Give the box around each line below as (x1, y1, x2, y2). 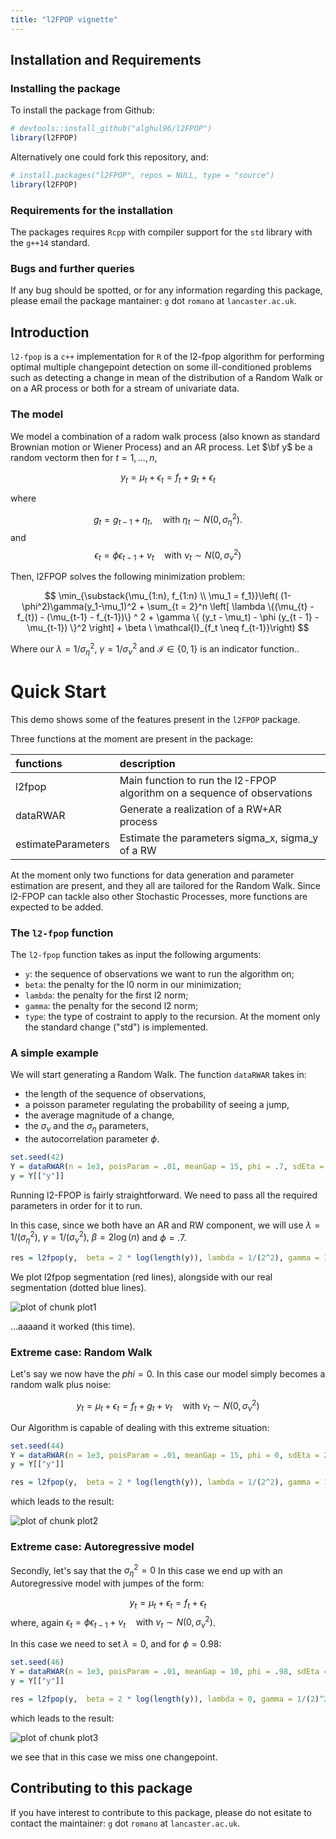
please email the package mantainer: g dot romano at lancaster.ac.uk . (10, 295, 297, 307)
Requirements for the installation (10, 203, 173, 217)
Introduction (10, 324, 90, 341)
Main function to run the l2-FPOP (119, 773, 277, 787)
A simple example (10, 1046, 99, 1060)
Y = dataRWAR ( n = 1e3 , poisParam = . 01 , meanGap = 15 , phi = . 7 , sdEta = (10, 1161, 325, 1171)
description (119, 756, 176, 770)
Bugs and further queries (10, 262, 135, 276)
